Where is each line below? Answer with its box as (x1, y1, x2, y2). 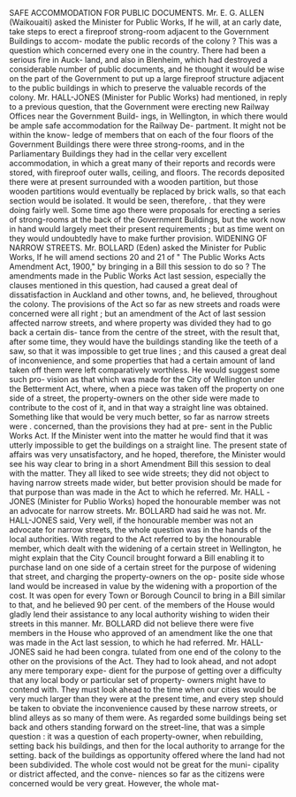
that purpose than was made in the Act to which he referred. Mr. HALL (9, 487, 265, 497)
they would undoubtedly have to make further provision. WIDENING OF (9, 234, 268, 243)
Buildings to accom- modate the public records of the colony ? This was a (9, 35, 278, 46)
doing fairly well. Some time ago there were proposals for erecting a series (9, 205, 281, 215)
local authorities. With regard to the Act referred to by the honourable (9, 534, 262, 544)
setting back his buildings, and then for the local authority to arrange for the (9, 740, 285, 751)
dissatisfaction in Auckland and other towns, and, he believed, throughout (9, 289, 277, 300)
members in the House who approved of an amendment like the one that (9, 628, 273, 638)
